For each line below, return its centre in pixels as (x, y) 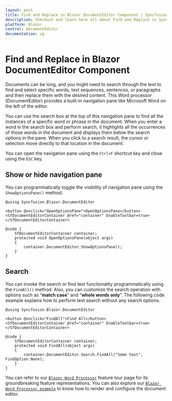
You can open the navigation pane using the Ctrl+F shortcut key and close (84, 153)
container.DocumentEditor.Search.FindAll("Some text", (83, 354)
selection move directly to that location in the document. (65, 143)
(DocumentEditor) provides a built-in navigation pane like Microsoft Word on (86, 101)
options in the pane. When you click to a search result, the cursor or (77, 138)
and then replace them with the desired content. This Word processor (79, 95)
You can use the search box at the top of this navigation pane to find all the (84, 116)
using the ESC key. (24, 158)
